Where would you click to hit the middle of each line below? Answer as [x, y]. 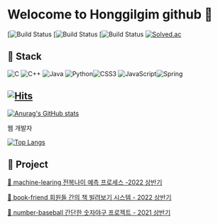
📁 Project [28, 164]
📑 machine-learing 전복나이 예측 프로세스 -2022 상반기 [85, 182]
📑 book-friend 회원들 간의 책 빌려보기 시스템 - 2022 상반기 [89, 198]
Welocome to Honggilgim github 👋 [110, 15]
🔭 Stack [25, 57]
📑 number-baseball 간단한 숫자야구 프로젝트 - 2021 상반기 [89, 213]
